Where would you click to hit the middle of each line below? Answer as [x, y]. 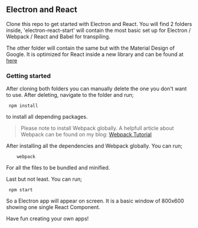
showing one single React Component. [53, 207]
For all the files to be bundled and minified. [58, 168]
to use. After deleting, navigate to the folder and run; [70, 95]
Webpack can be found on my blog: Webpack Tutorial [86, 135]
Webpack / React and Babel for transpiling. [58, 36]
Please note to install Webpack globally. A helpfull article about [97, 128]
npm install [23, 106]
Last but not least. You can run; [44, 179]
